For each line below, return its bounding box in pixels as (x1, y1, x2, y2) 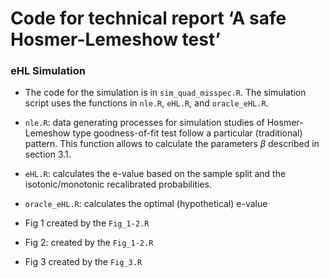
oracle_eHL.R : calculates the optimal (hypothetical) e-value (24, 198, 268, 210)
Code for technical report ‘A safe (10, 7, 287, 30)
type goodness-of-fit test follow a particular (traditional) (72, 127, 303, 139)
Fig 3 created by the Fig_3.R (24, 256, 143, 268)
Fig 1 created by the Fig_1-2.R (24, 217, 150, 229)
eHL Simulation (10, 64, 86, 78)
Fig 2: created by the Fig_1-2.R (24, 237, 154, 249)
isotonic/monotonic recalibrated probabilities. (24, 178, 212, 191)
